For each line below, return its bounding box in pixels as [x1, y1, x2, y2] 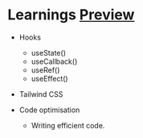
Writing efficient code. [31, 120, 105, 130]
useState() [31, 48, 66, 57]
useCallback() [31, 56, 78, 66]
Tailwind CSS [18, 89, 63, 98]
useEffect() [31, 73, 69, 83]
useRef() [31, 65, 60, 74]
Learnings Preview [7, 6, 135, 24]
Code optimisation [18, 105, 80, 115]
